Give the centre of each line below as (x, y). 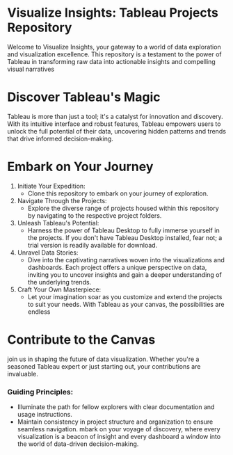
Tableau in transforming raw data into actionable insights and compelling (111, 61)
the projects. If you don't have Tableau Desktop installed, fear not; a (125, 237)
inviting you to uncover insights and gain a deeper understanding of (125, 274)
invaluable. (23, 374)
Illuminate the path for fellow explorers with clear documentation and (116, 407)
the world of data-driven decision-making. (78, 444)
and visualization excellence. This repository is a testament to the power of (115, 54)
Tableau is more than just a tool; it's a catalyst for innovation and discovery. (115, 116)
